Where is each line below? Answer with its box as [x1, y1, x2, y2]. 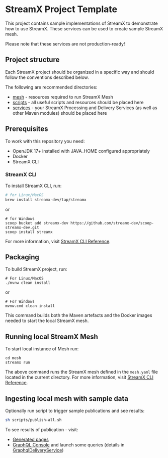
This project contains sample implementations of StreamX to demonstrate [5, 20, 158, 26]
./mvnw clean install [5, 281, 51, 286]
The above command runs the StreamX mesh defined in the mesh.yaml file [5, 369, 158, 375]
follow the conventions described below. [5, 74, 89, 80]
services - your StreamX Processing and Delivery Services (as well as [12, 105, 157, 111]
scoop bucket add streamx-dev [5, 220, 69, 225]
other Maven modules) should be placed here [12, 110, 107, 116]
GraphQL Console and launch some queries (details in [12, 441, 125, 448]
